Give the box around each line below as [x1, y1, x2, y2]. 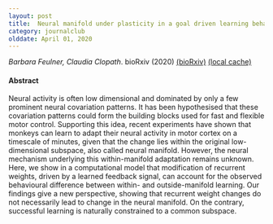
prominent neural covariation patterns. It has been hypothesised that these [8, 103, 258, 112]
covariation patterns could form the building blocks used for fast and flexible [8, 111, 265, 121]
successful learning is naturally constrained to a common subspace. [8, 206, 237, 216]
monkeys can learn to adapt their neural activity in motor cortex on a [8, 128, 238, 138]
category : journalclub [8, 27, 85, 35]
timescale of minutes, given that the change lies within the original [8, 137, 230, 147]
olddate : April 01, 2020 [8, 34, 93, 43]
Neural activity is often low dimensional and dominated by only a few [8, 94, 239, 103]
